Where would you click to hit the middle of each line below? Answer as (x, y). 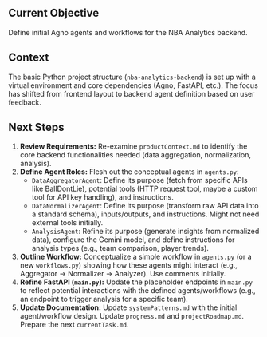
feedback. (25, 102)
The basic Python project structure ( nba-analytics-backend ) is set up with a (132, 77)
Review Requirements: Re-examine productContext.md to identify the (133, 146)
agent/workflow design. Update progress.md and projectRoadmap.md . (132, 316)
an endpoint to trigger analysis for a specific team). (104, 299)
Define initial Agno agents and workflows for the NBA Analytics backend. (128, 32)
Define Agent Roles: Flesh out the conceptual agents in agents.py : (129, 172)
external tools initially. (67, 223)
